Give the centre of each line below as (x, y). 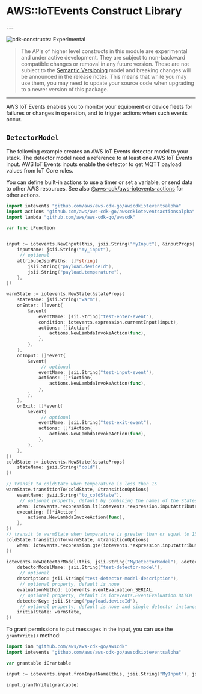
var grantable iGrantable (38, 663)
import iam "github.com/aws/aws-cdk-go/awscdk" (67, 647)
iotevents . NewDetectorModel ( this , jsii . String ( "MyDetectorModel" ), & (95, 562)
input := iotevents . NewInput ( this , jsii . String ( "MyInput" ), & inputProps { (101, 244)
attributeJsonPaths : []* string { (57, 261)
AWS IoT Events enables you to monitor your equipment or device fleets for (99, 106)
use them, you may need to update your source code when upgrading (107, 83)
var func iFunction (31, 228)
